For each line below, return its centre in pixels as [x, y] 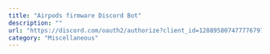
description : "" [35, 23]
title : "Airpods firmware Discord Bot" [75, 15]
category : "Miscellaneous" [53, 38]
